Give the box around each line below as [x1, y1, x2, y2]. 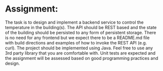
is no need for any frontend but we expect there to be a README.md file [5, 35, 150, 41]
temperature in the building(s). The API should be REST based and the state [5, 24, 157, 30]
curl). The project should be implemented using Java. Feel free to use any [5, 45, 153, 51]
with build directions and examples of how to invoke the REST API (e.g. [5, 40, 147, 45]
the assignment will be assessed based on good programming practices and [5, 55, 158, 61]
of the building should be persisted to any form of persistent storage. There [5, 29, 157, 35]
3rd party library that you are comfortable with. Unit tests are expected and [5, 50, 156, 56]
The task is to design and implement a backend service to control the [5, 19, 144, 25]
